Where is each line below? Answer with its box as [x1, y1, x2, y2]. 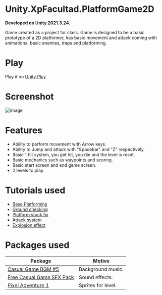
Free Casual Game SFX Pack [7, 274, 74, 281]
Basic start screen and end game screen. [12, 162, 97, 168]
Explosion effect [12, 222, 46, 228]
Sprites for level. [79, 282, 117, 289]
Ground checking [12, 206, 48, 212]
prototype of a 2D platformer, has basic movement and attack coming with [5, 35, 157, 41]
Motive [93, 257, 110, 264]
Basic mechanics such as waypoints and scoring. [12, 157, 113, 163]
